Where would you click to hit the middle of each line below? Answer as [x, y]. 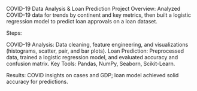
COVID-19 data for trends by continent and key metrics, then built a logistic [99, 15]
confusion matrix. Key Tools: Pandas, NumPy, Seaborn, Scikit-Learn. [91, 63]
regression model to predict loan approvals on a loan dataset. [82, 21]
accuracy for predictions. [37, 81]
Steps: [14, 33]
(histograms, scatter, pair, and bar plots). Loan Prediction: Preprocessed [95, 51]
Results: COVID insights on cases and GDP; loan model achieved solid [93, 75]
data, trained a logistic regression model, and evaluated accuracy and [92, 57]
